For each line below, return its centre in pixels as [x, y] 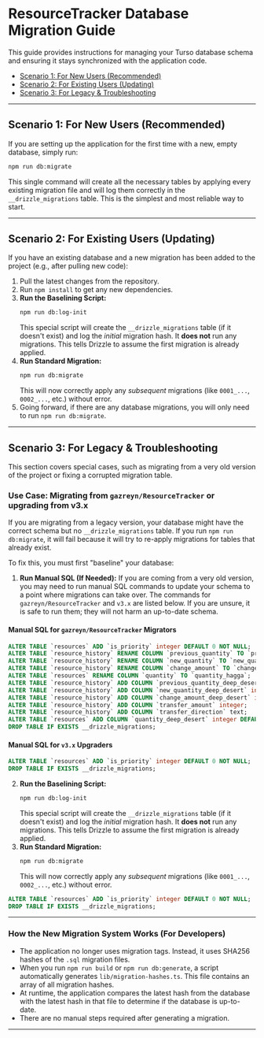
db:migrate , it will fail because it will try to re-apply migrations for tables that [132, 539]
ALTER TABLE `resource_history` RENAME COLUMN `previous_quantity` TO [126, 654]
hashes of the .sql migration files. [75, 959]
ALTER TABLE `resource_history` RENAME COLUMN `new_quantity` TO [117, 661]
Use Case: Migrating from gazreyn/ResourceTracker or [112, 495]
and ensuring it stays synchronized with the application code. [108, 61]
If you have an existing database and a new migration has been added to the [132, 258]
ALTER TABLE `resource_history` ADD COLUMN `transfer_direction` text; [128, 712]
